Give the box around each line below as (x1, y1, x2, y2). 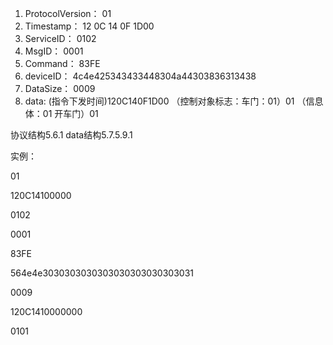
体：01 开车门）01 (24, 108, 99, 119)
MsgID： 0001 (24, 45, 84, 57)
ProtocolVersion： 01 (24, 8, 112, 19)
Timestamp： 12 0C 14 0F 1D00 (24, 20, 155, 32)
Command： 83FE (24, 58, 101, 69)
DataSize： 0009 (24, 83, 96, 94)
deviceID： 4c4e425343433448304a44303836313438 (24, 70, 257, 82)
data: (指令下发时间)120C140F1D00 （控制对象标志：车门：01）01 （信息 (24, 95, 324, 107)
